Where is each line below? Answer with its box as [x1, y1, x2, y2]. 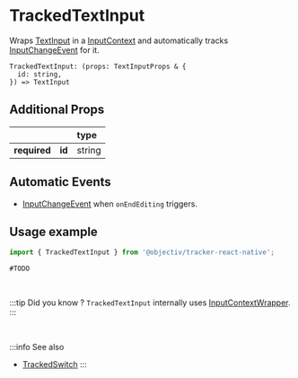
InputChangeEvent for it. [9, 44, 101, 55]
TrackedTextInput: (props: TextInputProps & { [9, 62, 187, 71]
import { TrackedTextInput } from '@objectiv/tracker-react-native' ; [9, 248, 276, 257]
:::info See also [9, 342, 65, 353]
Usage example [9, 224, 99, 239]
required [13, 144, 51, 156]
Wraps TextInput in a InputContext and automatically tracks [9, 35, 229, 46]
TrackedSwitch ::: [22, 359, 87, 370]
